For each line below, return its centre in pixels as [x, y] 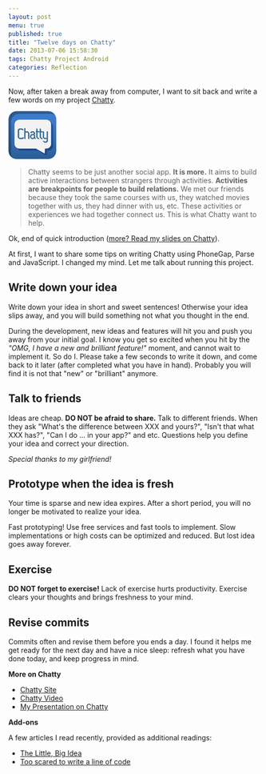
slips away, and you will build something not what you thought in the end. [129, 315]
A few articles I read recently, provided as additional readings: [110, 737]
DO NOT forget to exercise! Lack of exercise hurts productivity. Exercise [128, 589]
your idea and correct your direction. [69, 443]
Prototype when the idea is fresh [91, 484]
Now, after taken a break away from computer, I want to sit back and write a [133, 91]
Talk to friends [45, 399]
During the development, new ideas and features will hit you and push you [131, 331]
